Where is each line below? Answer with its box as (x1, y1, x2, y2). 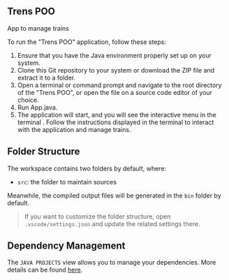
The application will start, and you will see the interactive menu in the (17, 110, 216, 119)
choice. (17, 96, 40, 104)
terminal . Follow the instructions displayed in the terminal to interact (17, 118, 214, 126)
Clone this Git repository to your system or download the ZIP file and (17, 66, 215, 74)
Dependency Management (7, 240, 126, 252)
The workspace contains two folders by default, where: (7, 164, 166, 172)
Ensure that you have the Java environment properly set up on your (17, 51, 212, 59)
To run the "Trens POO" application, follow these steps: (7, 38, 166, 46)
